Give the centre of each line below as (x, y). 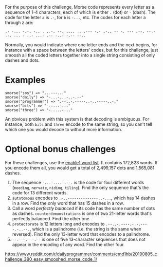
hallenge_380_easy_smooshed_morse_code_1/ (51, 259)
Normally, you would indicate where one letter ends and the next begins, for (81, 45)
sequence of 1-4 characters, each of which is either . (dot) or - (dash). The (80, 12)
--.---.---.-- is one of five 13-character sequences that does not (79, 239)
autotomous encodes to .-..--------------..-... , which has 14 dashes (84, 198)
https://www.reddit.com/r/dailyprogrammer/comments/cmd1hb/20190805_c (81, 254)
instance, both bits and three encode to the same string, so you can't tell (79, 124)
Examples (25, 80)
